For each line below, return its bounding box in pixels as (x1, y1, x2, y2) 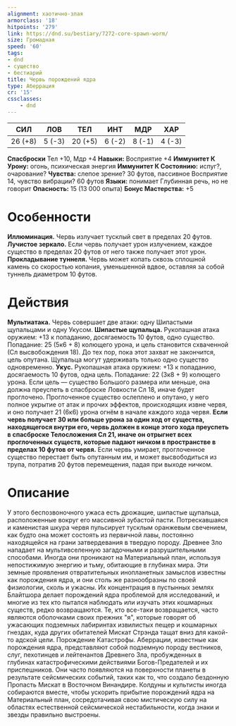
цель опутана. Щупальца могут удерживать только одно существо (7, 355, 209, 364)
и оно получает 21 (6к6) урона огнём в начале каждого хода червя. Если (7, 407, 228, 416)
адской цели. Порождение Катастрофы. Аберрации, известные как (15, 635, 218, 644)
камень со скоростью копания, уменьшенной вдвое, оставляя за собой (7, 262, 225, 271)
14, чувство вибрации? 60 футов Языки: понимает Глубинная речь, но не (7, 177, 228, 185)
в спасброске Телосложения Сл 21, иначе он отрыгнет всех (7, 430, 192, 438)
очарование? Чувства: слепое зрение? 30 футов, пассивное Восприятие (7, 169, 228, 178)
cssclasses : (7, 96, 42, 103)
